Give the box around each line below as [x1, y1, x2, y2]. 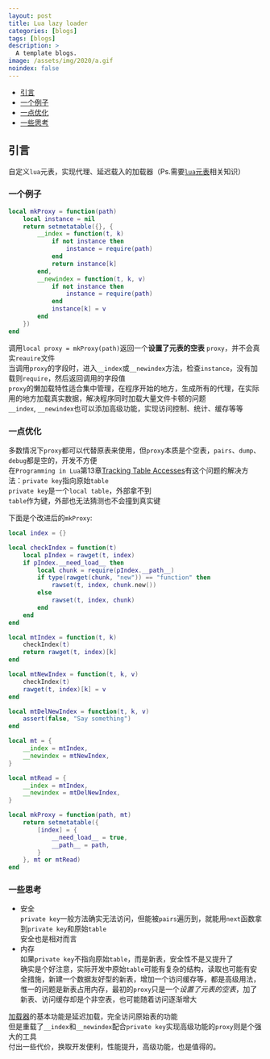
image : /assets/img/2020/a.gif [8, 57, 114, 65]
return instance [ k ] [51, 260, 117, 268]
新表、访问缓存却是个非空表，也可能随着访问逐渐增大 [19, 994, 197, 1004]
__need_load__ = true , [51, 833, 128, 841]
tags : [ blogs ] [8, 34, 56, 43]
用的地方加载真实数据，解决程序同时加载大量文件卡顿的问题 [8, 393, 206, 403]
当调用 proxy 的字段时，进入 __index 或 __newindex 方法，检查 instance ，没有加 [8, 363, 258, 373]
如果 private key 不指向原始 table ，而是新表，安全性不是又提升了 [19, 954, 234, 964]
